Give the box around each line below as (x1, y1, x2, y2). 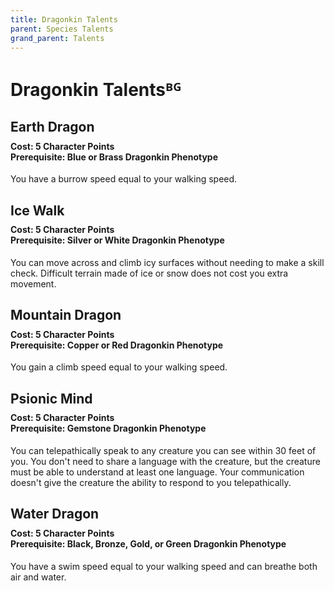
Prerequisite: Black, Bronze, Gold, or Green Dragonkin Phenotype (10, 537, 287, 550)
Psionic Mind (10, 390, 93, 407)
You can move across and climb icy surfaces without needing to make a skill (10, 256, 325, 268)
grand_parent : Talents (10, 33, 105, 43)
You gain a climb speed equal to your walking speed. (10, 361, 228, 373)
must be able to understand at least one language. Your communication (10, 466, 305, 478)
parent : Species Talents (10, 24, 114, 34)
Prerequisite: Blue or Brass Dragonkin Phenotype (10, 151, 218, 163)
